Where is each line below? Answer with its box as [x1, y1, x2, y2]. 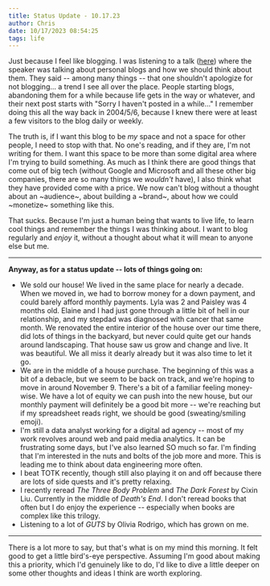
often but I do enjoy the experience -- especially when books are [19, 502, 235, 512]
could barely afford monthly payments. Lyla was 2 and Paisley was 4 [19, 297, 247, 307]
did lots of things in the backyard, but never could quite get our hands [19, 332, 252, 341]
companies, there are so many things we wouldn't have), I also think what [8, 175, 252, 184]
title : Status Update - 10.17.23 [8, 11, 121, 20]
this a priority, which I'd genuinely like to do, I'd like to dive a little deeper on [8, 560, 260, 570]
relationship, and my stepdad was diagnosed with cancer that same [19, 315, 244, 324]
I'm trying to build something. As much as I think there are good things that [8, 158, 256, 167]
